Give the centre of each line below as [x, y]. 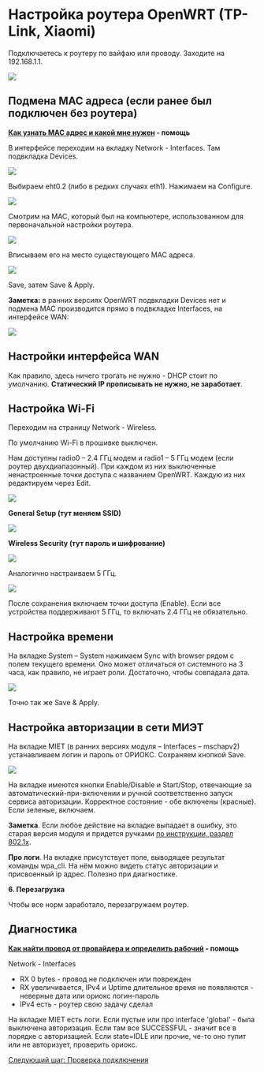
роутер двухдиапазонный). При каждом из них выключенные [112, 466]
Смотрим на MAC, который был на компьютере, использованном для [126, 216]
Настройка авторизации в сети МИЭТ [106, 727]
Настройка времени [61, 637]
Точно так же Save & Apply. [54, 703]
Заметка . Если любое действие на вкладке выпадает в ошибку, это [123, 825]
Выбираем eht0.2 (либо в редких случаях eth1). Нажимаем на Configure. [130, 186]
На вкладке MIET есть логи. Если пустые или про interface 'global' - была [132, 1019]
